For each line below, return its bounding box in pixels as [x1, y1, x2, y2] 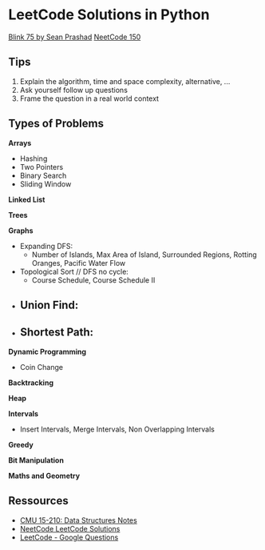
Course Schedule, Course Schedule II [31, 275, 156, 285]
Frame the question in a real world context [19, 94, 160, 103]
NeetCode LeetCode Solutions [19, 524, 121, 533]
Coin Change [19, 362, 64, 371]
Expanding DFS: [19, 241, 73, 251]
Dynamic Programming [8, 347, 86, 356]
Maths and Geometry [8, 471, 81, 480]
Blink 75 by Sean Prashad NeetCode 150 [8, 32, 141, 42]
